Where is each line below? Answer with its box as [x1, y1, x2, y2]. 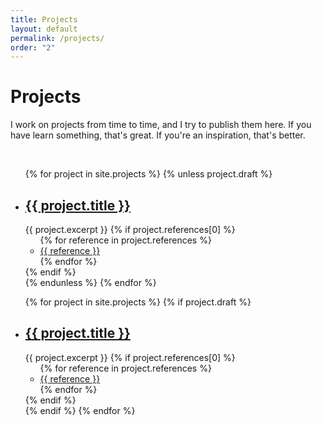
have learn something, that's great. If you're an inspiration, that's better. [10, 129, 306, 141]
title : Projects [10, 14, 78, 25]
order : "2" [10, 42, 56, 53]
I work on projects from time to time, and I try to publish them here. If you [10, 119, 312, 131]
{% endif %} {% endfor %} [24, 404, 136, 416]
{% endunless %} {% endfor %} [24, 277, 157, 288]
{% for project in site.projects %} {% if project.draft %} [24, 296, 252, 308]
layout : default [10, 24, 78, 34]
